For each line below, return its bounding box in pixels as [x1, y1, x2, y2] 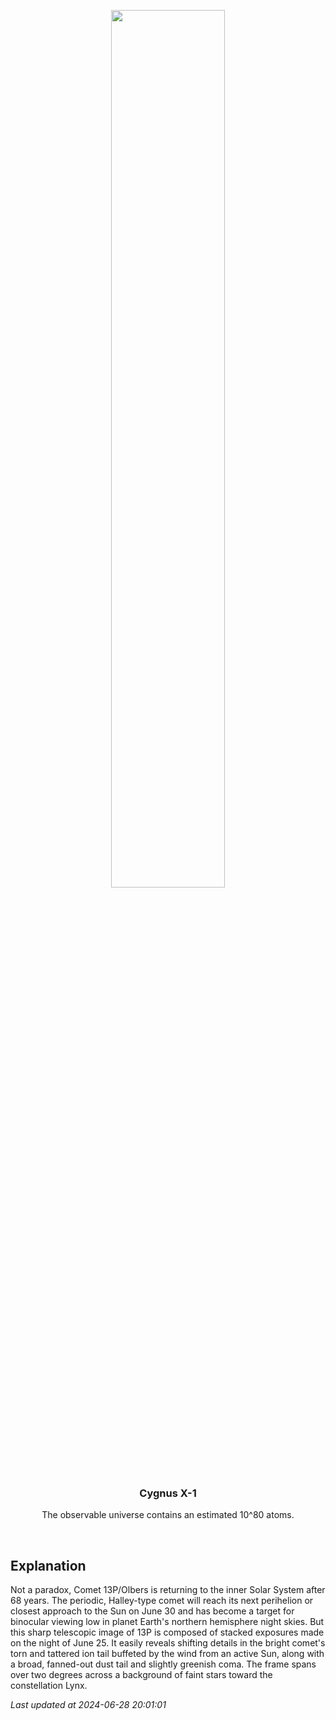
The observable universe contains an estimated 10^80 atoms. [41, 1509, 295, 1521]
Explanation [10, 1557, 87, 1574]
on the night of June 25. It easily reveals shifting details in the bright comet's [10, 1637, 326, 1649]
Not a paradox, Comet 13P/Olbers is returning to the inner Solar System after [10, 1584, 326, 1596]
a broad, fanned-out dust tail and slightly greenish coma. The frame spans [10, 1658, 317, 1670]
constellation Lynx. [10, 1680, 88, 1692]
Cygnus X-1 [139, 1486, 197, 1500]
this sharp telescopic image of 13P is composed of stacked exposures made [10, 1626, 325, 1639]
